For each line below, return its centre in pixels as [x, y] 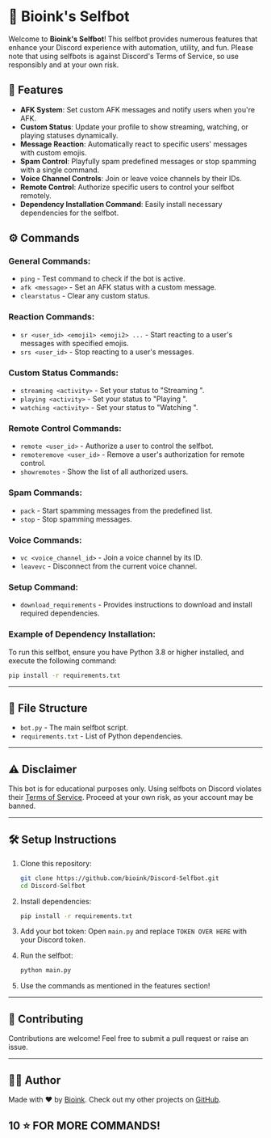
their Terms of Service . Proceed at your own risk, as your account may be [131, 797]
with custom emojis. [53, 152]
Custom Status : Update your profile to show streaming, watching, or [134, 127]
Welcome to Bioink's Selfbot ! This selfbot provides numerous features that [133, 39]
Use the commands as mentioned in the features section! [115, 986]
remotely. [36, 195]
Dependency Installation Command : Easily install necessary [121, 204]
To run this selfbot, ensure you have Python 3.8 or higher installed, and [126, 652]
